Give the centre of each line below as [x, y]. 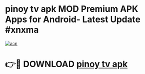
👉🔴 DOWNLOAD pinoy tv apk [66, 64]
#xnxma [22, 30]
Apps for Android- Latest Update [73, 19]
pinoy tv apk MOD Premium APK [72, 9]
